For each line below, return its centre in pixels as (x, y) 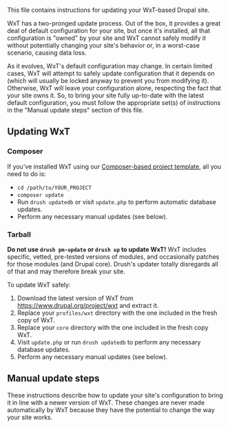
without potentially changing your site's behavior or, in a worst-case (103, 45)
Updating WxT (39, 132)
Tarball (19, 234)
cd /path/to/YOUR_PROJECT (54, 188)
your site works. (30, 417)
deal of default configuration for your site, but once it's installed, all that (109, 31)
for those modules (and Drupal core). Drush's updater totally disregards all (113, 264)
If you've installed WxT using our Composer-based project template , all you (114, 166)
